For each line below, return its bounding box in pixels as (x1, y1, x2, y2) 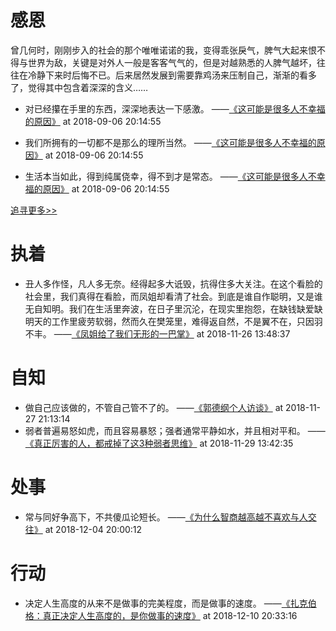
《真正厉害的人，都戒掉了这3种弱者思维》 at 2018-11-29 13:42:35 (24, 437, 294, 449)
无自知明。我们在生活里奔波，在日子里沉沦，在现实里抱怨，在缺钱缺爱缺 (24, 302, 323, 315)
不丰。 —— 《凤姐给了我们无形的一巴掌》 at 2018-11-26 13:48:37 (24, 327, 291, 340)
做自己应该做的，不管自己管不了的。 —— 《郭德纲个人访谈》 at (24, 401, 284, 413)
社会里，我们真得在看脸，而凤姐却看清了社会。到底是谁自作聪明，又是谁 (24, 290, 323, 302)
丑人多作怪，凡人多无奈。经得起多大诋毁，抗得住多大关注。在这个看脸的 (24, 277, 323, 290)
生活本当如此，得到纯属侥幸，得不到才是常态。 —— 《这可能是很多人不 (24, 170, 317, 182)
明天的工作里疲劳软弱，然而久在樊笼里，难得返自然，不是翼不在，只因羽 (24, 315, 323, 327)
